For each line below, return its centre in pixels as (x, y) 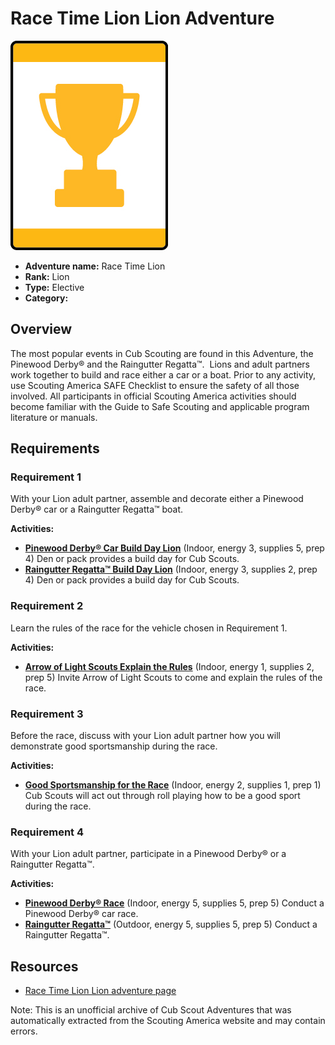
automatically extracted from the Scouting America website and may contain (168, 1021)
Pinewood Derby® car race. (81, 914)
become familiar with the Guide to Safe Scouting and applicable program (160, 406)
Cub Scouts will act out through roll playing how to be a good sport (162, 796)
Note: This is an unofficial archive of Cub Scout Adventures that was (151, 1010)
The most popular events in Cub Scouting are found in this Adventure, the (162, 353)
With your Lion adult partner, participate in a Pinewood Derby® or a (148, 854)
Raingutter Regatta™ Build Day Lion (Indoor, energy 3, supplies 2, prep (171, 569)
